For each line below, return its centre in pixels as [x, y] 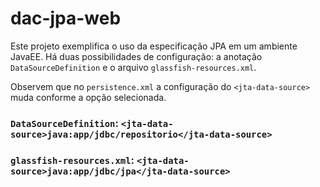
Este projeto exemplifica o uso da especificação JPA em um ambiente [154, 46]
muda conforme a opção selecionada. [88, 97]
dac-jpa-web [66, 18]
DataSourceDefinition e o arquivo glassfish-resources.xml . [133, 67]
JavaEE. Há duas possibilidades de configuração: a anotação [136, 56]
